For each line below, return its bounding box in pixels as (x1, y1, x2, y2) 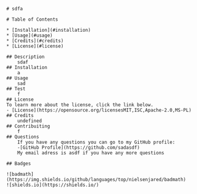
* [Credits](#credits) (6, 38, 64, 44)
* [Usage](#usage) (6, 32, 53, 38)
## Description (6, 54, 45, 60)
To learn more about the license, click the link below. (6, 102, 154, 108)
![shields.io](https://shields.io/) (6, 182, 99, 188)
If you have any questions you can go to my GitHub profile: (17, 139, 175, 145)
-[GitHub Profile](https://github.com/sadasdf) (17, 145, 140, 151)
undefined (17, 118, 43, 124)
